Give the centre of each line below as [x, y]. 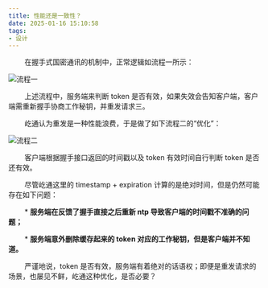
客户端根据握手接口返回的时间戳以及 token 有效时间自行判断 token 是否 [142, 158]
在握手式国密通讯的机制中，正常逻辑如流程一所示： [109, 62]
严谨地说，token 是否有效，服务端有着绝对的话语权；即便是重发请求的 [140, 266]
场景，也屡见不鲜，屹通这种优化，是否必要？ [82, 276]
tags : [17, 31]
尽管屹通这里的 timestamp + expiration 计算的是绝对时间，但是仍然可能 [142, 185]
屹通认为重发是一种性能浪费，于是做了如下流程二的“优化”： [122, 123]
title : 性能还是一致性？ [45, 16]
